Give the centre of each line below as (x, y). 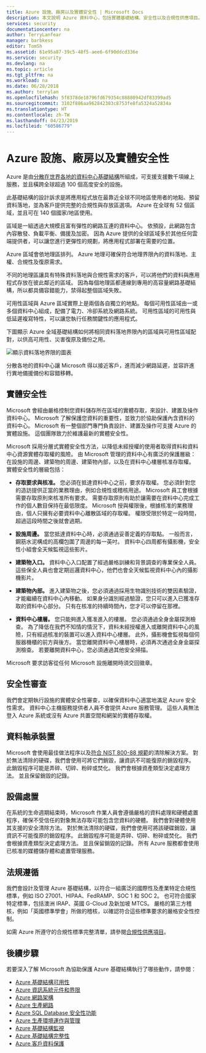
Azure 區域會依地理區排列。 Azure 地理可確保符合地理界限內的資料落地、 (99, 254)
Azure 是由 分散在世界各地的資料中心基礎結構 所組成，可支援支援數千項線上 (101, 177)
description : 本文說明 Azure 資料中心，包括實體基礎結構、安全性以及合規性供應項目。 (105, 18)
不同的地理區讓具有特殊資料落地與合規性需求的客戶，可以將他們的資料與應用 (103, 275)
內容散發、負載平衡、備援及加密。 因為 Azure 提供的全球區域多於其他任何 (99, 233)
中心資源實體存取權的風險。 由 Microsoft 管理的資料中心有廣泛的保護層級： (101, 454)
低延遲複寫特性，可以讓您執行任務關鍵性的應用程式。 (74, 319)
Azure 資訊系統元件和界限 (48, 990)
